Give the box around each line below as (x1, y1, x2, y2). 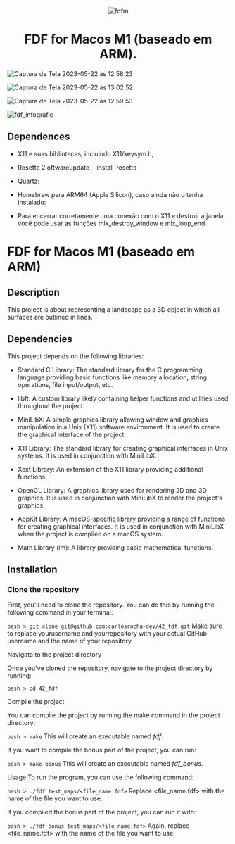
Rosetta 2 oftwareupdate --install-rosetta (17, 163, 137, 172)
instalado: (17, 198, 46, 206)
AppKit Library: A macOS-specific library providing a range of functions (17, 515, 226, 523)
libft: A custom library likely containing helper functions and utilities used (17, 394, 229, 403)
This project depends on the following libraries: (7, 352, 144, 360)
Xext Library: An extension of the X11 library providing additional (17, 465, 203, 473)
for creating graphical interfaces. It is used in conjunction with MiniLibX (17, 522, 224, 531)
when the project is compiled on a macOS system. (17, 529, 164, 538)
